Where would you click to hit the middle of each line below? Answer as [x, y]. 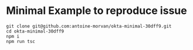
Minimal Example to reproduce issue [97, 11]
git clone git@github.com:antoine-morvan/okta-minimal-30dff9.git [89, 26]
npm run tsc [21, 41]
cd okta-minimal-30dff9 [35, 31]
